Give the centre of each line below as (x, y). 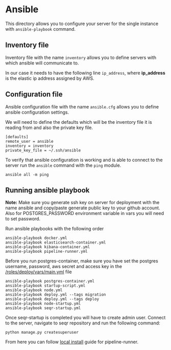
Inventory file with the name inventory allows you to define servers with (81, 57)
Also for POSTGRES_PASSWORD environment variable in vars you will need (85, 213)
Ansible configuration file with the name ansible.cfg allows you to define (82, 106)
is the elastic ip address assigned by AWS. (50, 78)
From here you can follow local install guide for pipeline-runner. (72, 342)
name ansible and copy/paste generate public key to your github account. (83, 208)
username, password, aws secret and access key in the (64, 267)
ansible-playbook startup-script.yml (45, 286)
